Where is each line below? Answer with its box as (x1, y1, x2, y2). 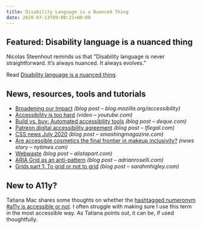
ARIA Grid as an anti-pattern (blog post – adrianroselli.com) (15, 156, 164, 164)
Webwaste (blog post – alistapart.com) (15, 150, 113, 158)
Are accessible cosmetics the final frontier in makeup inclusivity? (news (15, 137, 194, 144)
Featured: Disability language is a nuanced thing (6, 37, 193, 47)
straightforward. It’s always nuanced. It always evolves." (6, 59, 147, 67)
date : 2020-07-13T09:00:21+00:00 (6, 15, 91, 21)
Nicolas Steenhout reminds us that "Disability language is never (6, 53, 165, 61)
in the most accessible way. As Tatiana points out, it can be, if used (6, 209, 174, 216)
